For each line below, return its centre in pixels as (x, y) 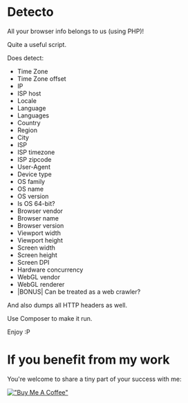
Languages (33, 115)
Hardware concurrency (50, 270)
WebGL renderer (41, 284)
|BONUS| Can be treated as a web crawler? (79, 292)
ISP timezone (36, 152)
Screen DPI (33, 262)
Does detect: (25, 58)
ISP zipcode (34, 159)
